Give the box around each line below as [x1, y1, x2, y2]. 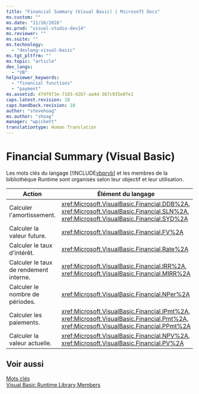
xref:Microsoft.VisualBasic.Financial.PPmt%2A [61, 322, 191, 330]
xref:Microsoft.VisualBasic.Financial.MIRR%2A [61, 269, 191, 277]
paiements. [9, 318, 40, 326]
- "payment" [11, 86, 41, 92]
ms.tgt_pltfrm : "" [6, 53, 52, 59]
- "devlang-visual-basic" [11, 47, 76, 53]
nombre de [9, 290, 40, 298]
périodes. [9, 297, 36, 306]
